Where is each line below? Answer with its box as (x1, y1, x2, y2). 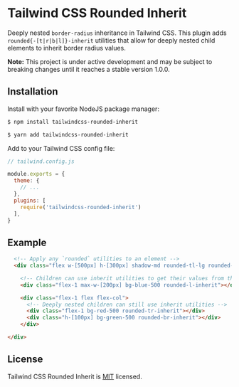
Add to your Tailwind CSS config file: (7, 144, 115, 152)
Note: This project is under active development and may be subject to (7, 57, 213, 65)
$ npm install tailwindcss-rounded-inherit (7, 118, 139, 125)
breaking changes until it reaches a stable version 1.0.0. (7, 65, 171, 73)
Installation (7, 85, 58, 97)
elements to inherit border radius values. (7, 43, 126, 52)
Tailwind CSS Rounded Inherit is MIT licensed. (7, 372, 142, 381)
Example (7, 236, 47, 248)
